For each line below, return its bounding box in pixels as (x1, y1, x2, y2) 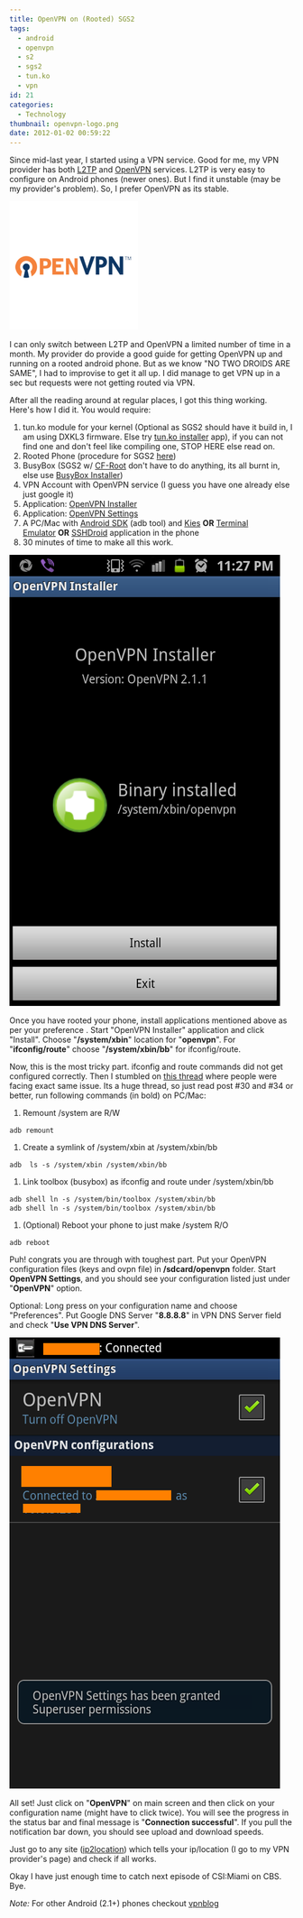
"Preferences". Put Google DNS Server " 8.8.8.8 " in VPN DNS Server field (9, 1310, 282, 1321)
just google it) (22, 489, 74, 500)
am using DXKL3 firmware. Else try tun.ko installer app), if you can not (22, 431, 284, 442)
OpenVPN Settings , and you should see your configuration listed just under (9, 1273, 290, 1285)
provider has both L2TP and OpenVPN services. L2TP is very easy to (9, 164, 266, 175)
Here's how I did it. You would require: (9, 404, 151, 415)
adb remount (9, 1126, 54, 1136)
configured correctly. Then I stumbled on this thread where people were (9, 1071, 278, 1082)
